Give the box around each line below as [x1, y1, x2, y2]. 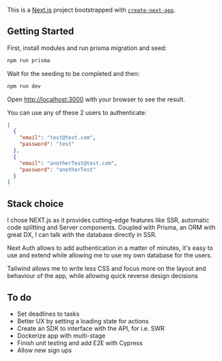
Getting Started [7, 25, 74, 37]
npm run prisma [7, 57, 51, 64]
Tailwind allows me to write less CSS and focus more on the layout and [7, 264, 206, 273]
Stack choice [7, 198, 64, 210]
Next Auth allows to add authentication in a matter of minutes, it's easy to [7, 244, 214, 252]
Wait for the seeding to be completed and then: [7, 69, 140, 77]
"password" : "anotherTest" [19, 166, 96, 173]
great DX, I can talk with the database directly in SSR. [7, 231, 157, 239]
